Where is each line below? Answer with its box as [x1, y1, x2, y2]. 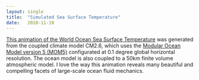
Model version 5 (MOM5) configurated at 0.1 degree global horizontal [6, 49, 175, 56]
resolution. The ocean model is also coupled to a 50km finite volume [6, 55, 173, 62]
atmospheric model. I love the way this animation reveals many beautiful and [6, 61, 194, 68]
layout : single [6, 8, 44, 15]
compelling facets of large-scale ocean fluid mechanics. [6, 68, 144, 75]
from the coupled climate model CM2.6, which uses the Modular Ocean [6, 42, 181, 49]
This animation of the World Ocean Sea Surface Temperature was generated [6, 36, 194, 43]
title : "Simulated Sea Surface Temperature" [6, 14, 121, 20]
